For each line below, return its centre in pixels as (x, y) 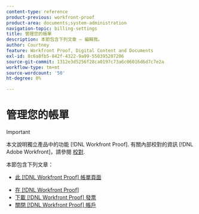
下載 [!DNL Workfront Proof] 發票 (56, 197)
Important (18, 132)
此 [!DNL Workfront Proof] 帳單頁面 (58, 178)
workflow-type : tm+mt (33, 67)
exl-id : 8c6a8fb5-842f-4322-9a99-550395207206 (65, 56)
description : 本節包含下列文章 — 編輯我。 (54, 39)
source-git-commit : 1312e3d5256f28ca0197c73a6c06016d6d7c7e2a (85, 62)
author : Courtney (28, 45)
